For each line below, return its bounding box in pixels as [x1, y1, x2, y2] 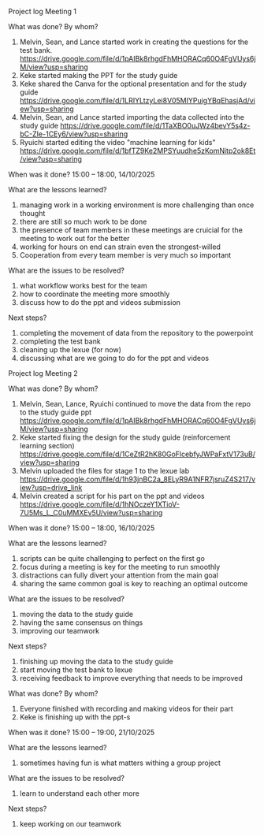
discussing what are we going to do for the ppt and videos [19, 354, 210, 362]
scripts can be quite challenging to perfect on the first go [19, 554, 205, 563]
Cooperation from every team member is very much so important [19, 251, 232, 259]
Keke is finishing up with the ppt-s [19, 712, 131, 722]
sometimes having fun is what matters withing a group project [19, 758, 221, 767]
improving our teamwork [19, 626, 100, 635]
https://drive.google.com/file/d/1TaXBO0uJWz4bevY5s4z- [60, 121, 251, 130]
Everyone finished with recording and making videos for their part [19, 704, 234, 713]
